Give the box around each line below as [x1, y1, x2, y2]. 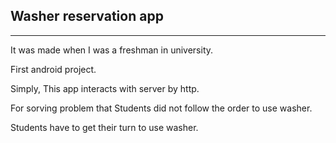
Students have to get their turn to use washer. [10, 121, 199, 133]
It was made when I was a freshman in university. [10, 44, 214, 56]
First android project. [10, 63, 97, 75]
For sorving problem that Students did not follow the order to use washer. [10, 102, 313, 114]
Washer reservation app [10, 8, 164, 25]
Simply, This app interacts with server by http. [10, 82, 200, 94]
